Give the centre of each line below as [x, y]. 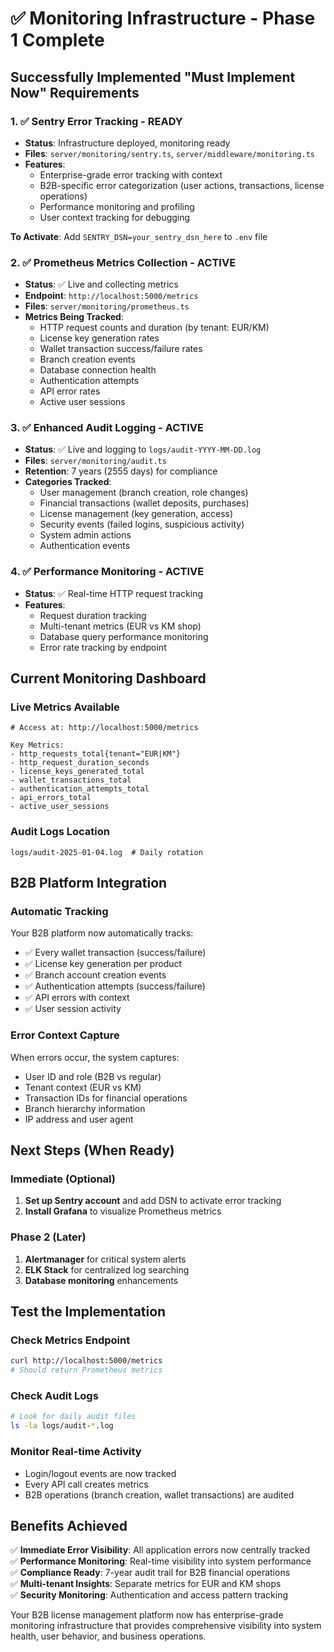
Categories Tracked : [68, 482]
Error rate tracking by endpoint [103, 647]
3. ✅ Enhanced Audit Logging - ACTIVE [107, 428]
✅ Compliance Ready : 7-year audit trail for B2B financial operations [150, 1573]
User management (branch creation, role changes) [144, 493]
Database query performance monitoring [124, 636]
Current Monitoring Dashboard [108, 678]
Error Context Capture [65, 1035]
